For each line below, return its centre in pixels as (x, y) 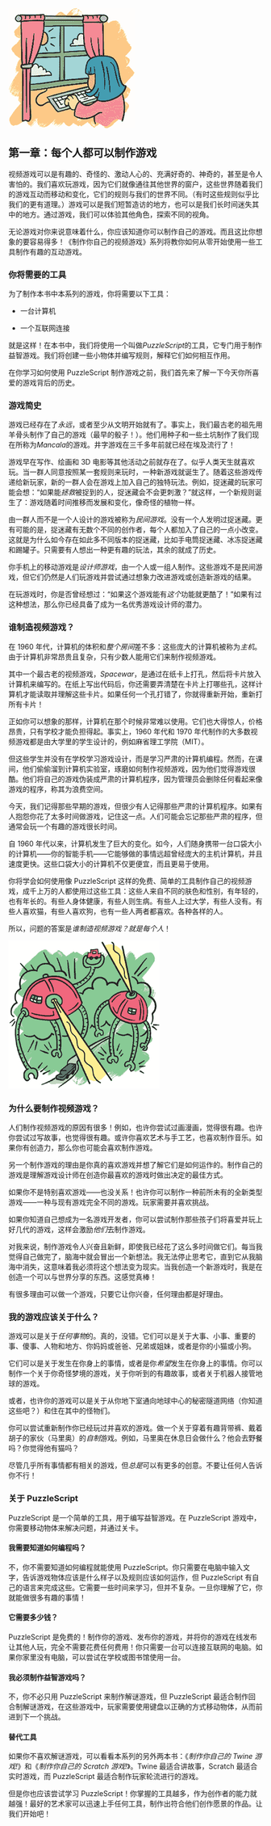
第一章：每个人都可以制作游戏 (83, 153)
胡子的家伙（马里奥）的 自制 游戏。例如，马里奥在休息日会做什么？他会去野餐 (135, 1438)
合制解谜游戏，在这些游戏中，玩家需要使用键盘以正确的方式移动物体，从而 (132, 1707)
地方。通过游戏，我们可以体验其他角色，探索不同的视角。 (118, 214)
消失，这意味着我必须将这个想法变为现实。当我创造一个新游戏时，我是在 (142, 1267)
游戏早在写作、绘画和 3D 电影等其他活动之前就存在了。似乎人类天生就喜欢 (132, 462)
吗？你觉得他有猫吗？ (44, 1448)
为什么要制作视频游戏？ (54, 1109)
